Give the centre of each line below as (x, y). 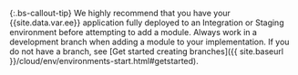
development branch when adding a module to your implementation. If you (149, 42)
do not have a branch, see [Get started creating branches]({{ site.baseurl (147, 52)
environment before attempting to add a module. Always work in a (134, 32)
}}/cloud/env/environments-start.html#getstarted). (104, 61)
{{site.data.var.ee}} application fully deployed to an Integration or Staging (147, 23)
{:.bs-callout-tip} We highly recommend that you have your (120, 13)
